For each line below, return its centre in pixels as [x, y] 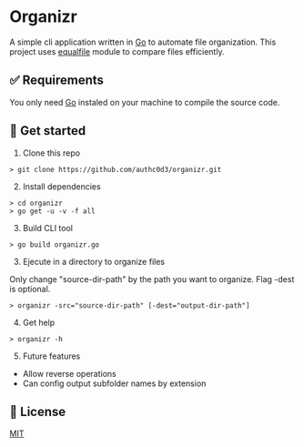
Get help [39, 322]
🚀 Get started [48, 131]
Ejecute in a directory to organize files [94, 261]
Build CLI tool [47, 228]
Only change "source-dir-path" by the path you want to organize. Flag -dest [152, 279]
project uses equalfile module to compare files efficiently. [117, 51]
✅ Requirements [57, 81]
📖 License [38, 411]
